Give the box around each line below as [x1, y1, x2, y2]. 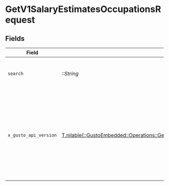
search [8, 71, 24, 76]
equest [5, 14, 35, 26]
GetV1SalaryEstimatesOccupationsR [5, 4, 161, 15]
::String [61, 70, 79, 77]
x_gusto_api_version [8, 132, 57, 138]
